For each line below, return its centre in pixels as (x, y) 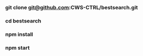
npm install (19, 34)
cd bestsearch (23, 20)
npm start (18, 47)
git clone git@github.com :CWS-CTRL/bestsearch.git (71, 7)
